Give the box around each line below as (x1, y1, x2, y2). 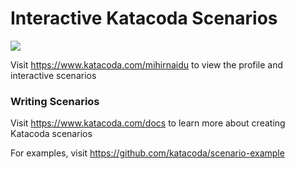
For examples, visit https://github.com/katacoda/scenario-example (10, 147, 285, 159)
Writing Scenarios (10, 94, 100, 108)
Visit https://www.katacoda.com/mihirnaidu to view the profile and (10, 58, 284, 71)
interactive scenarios (10, 69, 97, 81)
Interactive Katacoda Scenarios (10, 7, 278, 30)
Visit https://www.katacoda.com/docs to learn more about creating (10, 117, 286, 129)
